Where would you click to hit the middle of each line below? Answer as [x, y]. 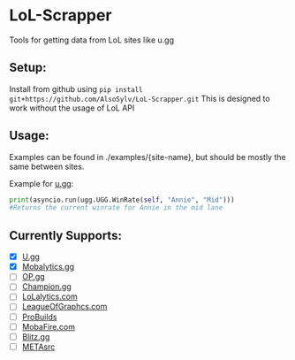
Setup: [28, 68]
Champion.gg [47, 287]
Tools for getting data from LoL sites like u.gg [92, 40]
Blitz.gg [36, 336]
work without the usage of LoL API [72, 108]
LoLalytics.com [49, 296]
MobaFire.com [48, 326]
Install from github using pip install [76, 88]
